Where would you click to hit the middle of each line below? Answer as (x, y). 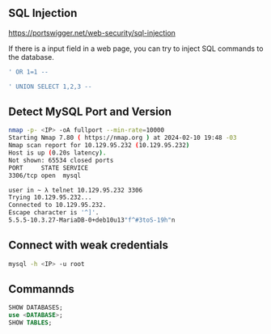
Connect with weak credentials (88, 245)
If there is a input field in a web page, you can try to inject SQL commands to (136, 49)
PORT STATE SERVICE (49, 168)
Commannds (42, 289)
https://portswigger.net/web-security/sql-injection (92, 32)
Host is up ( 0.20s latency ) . (57, 153)
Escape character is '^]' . (54, 213)
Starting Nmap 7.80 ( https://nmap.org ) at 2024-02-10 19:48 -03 (123, 138)
